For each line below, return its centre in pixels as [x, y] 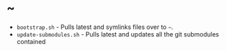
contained [31, 41]
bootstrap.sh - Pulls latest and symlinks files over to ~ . [95, 27]
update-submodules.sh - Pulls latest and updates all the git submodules [118, 34]
